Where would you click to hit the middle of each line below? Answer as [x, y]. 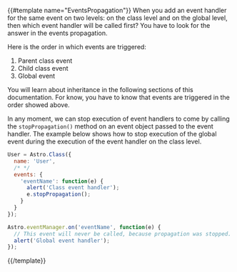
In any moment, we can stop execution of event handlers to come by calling [118, 119]
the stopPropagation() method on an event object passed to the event [111, 126]
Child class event [43, 68]
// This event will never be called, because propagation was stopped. [123, 234]
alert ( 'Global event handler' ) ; [62, 241]
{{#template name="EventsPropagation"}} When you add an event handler [117, 10]
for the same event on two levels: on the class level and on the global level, [117, 18]
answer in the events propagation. [58, 33]
